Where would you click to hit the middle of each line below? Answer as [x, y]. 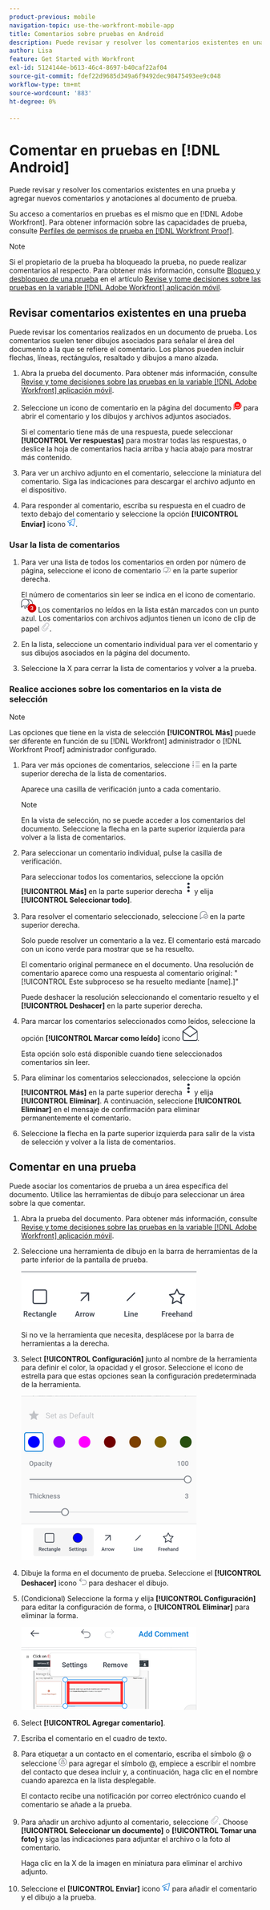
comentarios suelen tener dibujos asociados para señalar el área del [122, 340]
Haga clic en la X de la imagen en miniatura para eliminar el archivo [131, 1863]
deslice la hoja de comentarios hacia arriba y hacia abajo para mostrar [137, 449]
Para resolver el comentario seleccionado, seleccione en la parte [133, 916]
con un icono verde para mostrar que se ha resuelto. [107, 949]
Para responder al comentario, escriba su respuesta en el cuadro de [133, 506]
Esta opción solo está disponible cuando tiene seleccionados [121, 1054]
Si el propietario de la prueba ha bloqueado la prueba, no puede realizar [128, 262]
